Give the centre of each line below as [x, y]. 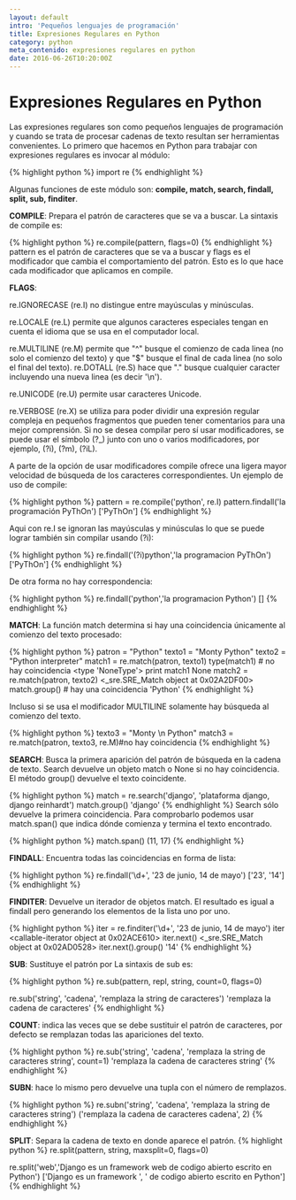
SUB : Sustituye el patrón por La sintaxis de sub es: [101, 964]
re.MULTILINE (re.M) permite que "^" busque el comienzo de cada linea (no [147, 348]
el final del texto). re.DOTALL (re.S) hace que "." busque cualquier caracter [145, 367]
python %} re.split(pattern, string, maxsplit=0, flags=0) [109, 1150]
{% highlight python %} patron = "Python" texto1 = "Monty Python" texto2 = [148, 651]
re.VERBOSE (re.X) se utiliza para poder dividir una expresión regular [135, 411]
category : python [41, 42]
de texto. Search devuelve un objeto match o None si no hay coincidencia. [144, 769]
